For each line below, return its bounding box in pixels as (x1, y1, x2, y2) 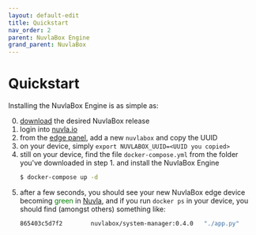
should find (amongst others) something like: (19, 204, 166, 214)
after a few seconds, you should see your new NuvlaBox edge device (19, 187, 246, 197)
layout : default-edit (8, 11, 80, 20)
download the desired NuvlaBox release (19, 116, 150, 126)
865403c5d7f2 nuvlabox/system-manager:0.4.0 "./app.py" (19, 219, 239, 227)
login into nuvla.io (19, 125, 77, 134)
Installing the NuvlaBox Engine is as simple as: (8, 101, 160, 110)
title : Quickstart (8, 19, 69, 27)
